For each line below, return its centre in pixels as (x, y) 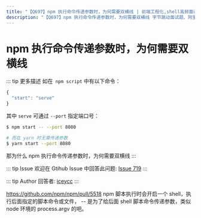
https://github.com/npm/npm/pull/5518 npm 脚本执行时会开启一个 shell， (96, 194)
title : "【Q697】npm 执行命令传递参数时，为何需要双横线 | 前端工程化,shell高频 (98, 12)
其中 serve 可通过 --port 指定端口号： (53, 116)
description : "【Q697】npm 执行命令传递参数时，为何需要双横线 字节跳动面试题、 (97, 17)
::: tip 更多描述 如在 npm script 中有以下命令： (63, 81)
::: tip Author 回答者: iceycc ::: (42, 181)
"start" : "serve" (33, 98)
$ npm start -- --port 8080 (41, 127)
